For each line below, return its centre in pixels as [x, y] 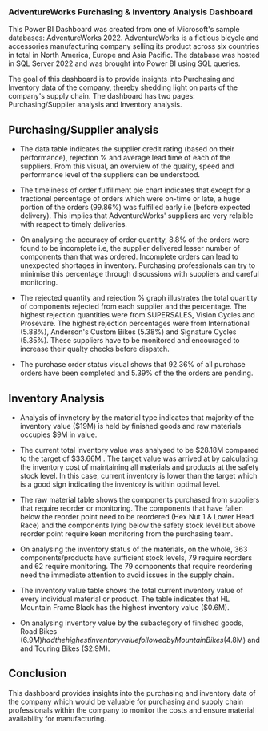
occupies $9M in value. [58, 434]
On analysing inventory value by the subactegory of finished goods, [132, 623]
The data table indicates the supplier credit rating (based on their [127, 149]
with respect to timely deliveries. [74, 224]
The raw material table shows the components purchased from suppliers [140, 499]
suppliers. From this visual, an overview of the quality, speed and [127, 166]
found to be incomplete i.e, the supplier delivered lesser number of [130, 248]
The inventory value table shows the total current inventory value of [132, 590]
